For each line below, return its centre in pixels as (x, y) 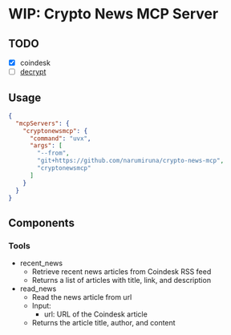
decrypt (33, 72)
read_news (38, 289)
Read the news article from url (82, 297)
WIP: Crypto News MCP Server (113, 14)
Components (41, 222)
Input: (42, 306)
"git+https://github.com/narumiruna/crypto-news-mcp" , (131, 161)
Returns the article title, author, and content (103, 323)
